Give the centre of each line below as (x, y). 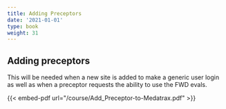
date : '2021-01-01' (35, 20)
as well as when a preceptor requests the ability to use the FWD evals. (107, 85)
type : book (23, 26)
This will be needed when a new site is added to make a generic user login (113, 77)
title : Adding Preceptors (44, 13)
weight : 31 (23, 33)
